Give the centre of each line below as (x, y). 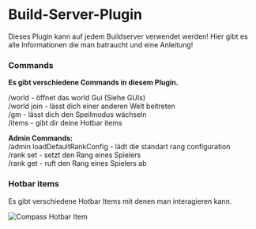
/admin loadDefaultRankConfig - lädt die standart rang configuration (119, 147)
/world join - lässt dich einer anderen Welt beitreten (92, 106)
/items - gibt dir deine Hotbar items (65, 123)
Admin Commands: (41, 138)
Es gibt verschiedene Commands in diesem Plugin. (94, 83)
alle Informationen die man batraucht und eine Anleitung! (101, 44)
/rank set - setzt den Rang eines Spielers (75, 155)
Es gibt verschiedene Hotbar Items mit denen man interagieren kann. (120, 201)
